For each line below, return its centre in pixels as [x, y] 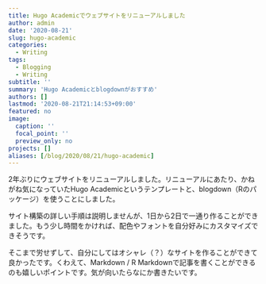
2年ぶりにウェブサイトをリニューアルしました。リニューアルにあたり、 [125, 179]
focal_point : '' [42, 133]
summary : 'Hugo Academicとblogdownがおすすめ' [83, 89]
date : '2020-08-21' [40, 30]
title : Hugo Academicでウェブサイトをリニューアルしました [97, 15]
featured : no [30, 112]
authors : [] [28, 97]
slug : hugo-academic [42, 38]
